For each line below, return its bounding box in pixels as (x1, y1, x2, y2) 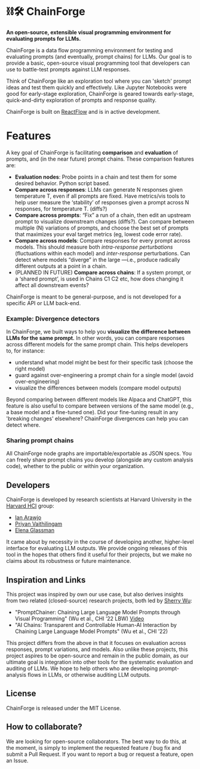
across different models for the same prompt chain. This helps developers (6, 341, 188, 348)
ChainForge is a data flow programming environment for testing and (6, 46, 173, 54)
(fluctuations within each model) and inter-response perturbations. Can (14, 249, 190, 257)
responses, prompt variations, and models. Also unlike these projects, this (6, 646, 188, 653)
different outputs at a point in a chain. (14, 262, 107, 270)
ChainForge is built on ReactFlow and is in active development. (6, 108, 161, 115)
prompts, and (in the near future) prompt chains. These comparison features (6, 155, 194, 162)
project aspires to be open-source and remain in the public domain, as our (6, 652, 189, 659)
